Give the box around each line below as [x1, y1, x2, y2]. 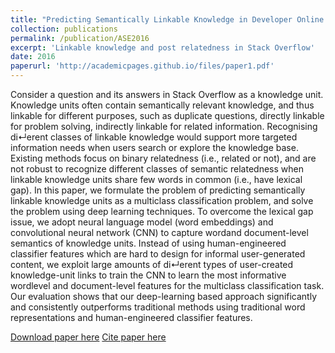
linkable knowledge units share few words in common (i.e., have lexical [10, 174, 303, 185]
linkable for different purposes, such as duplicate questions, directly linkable [10, 110, 325, 121]
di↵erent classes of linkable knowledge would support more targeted [10, 131, 298, 143]
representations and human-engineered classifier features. [10, 312, 253, 323]
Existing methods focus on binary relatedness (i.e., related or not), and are [10, 152, 317, 164]
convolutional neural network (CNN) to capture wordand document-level [10, 227, 309, 238]
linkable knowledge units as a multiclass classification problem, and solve [10, 195, 314, 206]
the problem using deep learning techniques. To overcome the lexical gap [10, 206, 314, 217]
